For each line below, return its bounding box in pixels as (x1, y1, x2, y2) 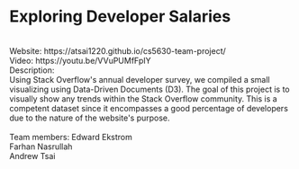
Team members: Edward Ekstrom (9, 131, 132, 142)
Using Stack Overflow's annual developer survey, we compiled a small (9, 74, 270, 84)
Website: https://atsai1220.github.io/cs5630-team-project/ (9, 45, 227, 56)
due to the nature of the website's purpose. (9, 112, 170, 123)
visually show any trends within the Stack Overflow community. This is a (9, 93, 277, 104)
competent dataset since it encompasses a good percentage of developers (9, 102, 288, 113)
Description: (9, 65, 55, 76)
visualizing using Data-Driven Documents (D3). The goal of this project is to (9, 84, 290, 94)
